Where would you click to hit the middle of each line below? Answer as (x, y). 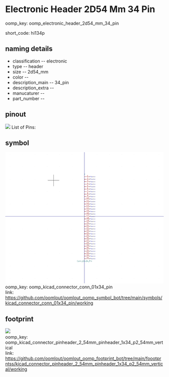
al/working (16, 369)
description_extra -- (33, 88)
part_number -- (28, 98)
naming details (29, 49)
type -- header (28, 66)
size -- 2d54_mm (30, 72)
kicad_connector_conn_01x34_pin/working (49, 303)
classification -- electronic (40, 61)
